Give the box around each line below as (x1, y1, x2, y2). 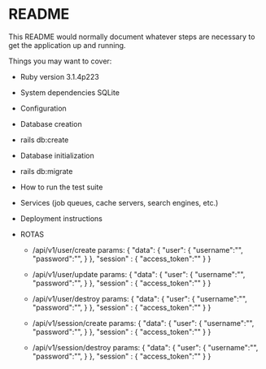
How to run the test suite (20, 182, 103, 192)
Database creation (20, 119, 83, 128)
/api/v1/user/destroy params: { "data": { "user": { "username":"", (32, 293, 248, 303)
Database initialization (20, 150, 95, 160)
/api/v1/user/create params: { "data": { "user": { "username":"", (32, 245, 244, 254)
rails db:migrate (20, 166, 73, 176)
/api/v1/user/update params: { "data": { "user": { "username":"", (32, 269, 246, 279)
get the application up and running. (8, 40, 126, 50)
